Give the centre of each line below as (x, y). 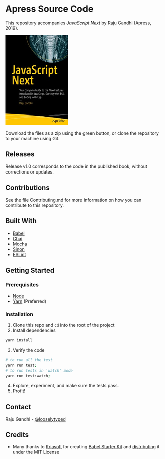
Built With (21, 221)
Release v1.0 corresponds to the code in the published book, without (76, 166)
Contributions (27, 188)
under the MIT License (36, 452)
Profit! (19, 391)
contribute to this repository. (35, 205)
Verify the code (28, 350)
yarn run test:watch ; (28, 376)
